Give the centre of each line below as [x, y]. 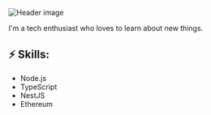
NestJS [32, 95]
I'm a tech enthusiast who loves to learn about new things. [106, 28]
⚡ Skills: [29, 55]
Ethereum [36, 104]
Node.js [33, 78]
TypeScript [39, 87]
